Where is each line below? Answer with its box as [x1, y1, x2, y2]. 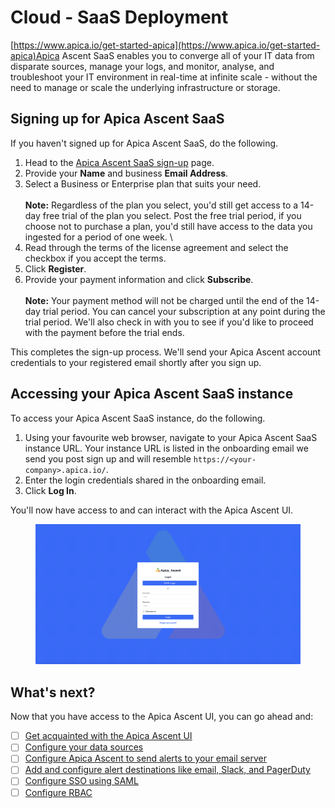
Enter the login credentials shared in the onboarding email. [24, 474, 267, 486]
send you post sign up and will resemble [24, 452, 192, 465]
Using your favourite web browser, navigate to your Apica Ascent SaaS [24, 431, 318, 443]
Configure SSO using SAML [24, 775, 139, 787]
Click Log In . [24, 484, 77, 496]
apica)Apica [10, 49, 60, 61]
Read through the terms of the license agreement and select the [24, 241, 289, 253]
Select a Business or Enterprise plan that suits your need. [24, 177, 262, 190]
